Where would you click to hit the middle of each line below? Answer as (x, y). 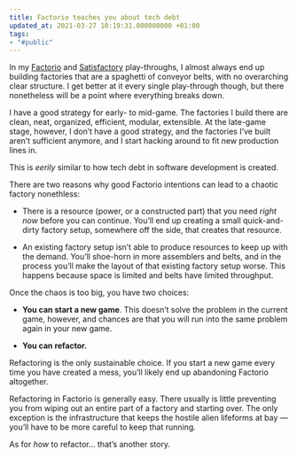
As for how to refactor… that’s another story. (90, 445)
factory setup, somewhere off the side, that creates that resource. (161, 230)
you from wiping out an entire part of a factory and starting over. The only (144, 408)
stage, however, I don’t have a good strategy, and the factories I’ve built (140, 132)
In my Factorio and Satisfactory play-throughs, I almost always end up (137, 67)
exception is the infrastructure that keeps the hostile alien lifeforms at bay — (148, 418)
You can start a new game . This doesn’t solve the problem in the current (155, 310)
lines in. (23, 151)
